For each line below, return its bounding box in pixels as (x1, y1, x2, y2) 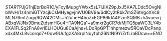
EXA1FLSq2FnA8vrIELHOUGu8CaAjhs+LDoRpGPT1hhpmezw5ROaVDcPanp (5, 25, 161, 31)
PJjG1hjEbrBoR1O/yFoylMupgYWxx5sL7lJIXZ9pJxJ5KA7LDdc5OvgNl (19, 4, 161, 10)
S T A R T (5, 4, 20, 10)
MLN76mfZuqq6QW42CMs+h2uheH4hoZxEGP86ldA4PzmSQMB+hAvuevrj (5, 15, 161, 20)
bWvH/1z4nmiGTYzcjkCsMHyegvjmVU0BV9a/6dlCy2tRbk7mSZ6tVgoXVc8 (5, 9, 160, 15)
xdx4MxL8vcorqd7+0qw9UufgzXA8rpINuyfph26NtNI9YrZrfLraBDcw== (5, 31, 153, 36)
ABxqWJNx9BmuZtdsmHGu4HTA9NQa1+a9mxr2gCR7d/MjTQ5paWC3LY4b (5, 20, 161, 26)
